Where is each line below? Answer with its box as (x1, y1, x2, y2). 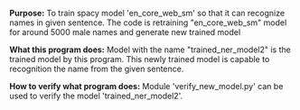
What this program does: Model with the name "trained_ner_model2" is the (9, 44, 291, 55)
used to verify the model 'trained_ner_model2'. (9, 90, 183, 101)
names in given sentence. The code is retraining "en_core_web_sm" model (9, 17, 287, 28)
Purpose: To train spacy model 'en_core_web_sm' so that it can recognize (9, 8, 286, 18)
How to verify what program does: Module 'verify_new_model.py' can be (9, 81, 284, 91)
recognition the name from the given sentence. (9, 63, 184, 74)
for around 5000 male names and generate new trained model (9, 27, 241, 37)
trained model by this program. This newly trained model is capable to (9, 54, 270, 64)
